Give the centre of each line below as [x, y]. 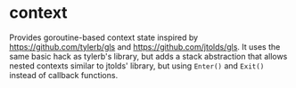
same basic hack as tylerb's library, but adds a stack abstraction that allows [148, 56]
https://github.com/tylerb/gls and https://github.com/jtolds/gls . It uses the [145, 46]
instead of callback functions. [64, 75]
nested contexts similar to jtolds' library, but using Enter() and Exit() [137, 66]
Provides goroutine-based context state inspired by [104, 37]
